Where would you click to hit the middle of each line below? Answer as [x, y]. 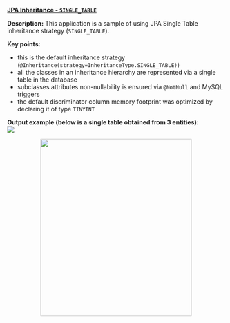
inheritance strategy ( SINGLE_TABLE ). [58, 31]
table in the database [47, 80]
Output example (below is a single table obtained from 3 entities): [103, 122]
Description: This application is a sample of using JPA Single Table [103, 23]
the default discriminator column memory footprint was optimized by [115, 102]
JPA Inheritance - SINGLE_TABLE [52, 10]
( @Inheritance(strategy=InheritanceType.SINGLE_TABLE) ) [98, 65]
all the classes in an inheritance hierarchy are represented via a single [116, 72]
